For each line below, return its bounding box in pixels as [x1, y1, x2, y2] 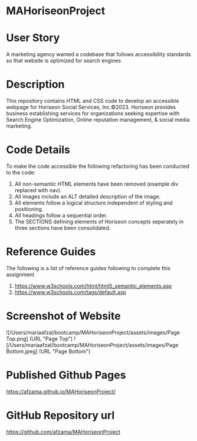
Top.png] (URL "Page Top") [6, 335, 73, 342]
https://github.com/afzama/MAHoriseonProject [6, 428, 121, 435]
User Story [6, 31, 60, 45]
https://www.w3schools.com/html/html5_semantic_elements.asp [14, 282, 172, 289]
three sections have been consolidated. [14, 225, 111, 231]
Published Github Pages [6, 368, 126, 382]
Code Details [6, 143, 71, 157]
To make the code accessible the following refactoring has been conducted [6, 163, 190, 170]
